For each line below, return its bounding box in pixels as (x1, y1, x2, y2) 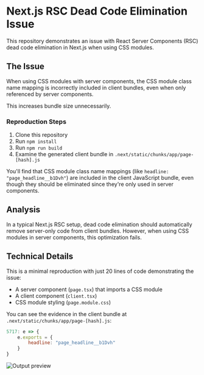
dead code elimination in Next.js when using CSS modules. (6, 44, 154, 51)
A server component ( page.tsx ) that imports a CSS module (15, 286, 163, 293)
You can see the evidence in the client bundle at (6, 310, 127, 317)
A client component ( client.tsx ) (15, 292, 97, 299)
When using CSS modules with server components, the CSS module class (6, 77, 192, 84)
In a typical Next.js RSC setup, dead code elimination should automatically (6, 221, 193, 228)
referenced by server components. (6, 90, 94, 98)
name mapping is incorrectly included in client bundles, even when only (6, 84, 186, 91)
